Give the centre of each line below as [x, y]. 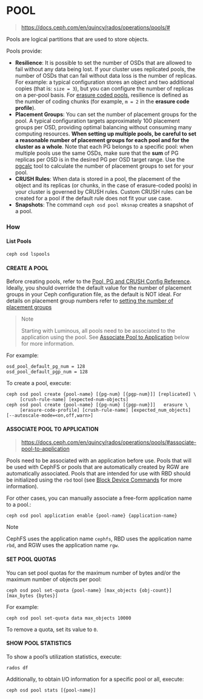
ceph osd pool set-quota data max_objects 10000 [69, 618]
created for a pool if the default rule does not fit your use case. [93, 198]
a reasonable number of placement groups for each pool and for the [102, 140]
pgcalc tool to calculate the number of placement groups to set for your [104, 166]
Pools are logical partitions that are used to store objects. [78, 39]
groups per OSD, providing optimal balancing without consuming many [103, 127]
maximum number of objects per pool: [54, 579]
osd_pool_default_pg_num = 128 [46, 367]
